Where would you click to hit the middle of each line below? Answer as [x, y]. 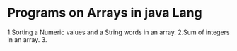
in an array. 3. [27, 39]
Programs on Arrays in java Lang [105, 13]
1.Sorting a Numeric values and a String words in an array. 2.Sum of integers [118, 32]
